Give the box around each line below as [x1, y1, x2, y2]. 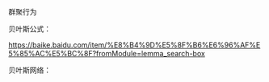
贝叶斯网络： [8, 65, 51, 75]
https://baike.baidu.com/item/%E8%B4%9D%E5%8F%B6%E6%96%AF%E [8, 40, 261, 50]
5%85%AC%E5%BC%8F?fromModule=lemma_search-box [8, 49, 206, 58]
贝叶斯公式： [8, 24, 51, 34]
